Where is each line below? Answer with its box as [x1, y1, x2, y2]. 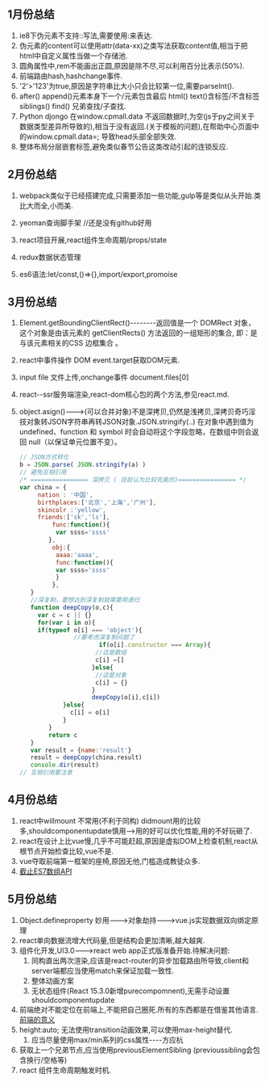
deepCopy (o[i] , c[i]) [91, 694, 161, 702]
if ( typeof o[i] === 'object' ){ [37, 626, 143, 634]
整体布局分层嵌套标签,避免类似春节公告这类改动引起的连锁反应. [19, 141, 229, 151]
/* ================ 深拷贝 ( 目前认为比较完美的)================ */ [19, 476, 247, 484]
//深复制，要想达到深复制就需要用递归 [30, 596, 140, 604]
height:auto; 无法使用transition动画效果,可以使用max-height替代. [19, 1025, 233, 1034]
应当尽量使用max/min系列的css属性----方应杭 [31, 1034, 184, 1044]
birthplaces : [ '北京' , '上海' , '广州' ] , [37, 498, 157, 506]
